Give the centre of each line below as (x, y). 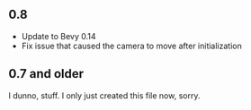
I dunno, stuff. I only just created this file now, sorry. (104, 95)
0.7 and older (46, 74)
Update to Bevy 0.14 (58, 36)
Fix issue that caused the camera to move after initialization (131, 46)
